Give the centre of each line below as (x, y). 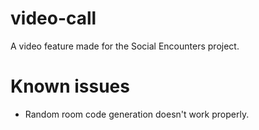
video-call (53, 18)
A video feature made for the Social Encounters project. (125, 46)
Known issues (70, 86)
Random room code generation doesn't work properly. (137, 114)
